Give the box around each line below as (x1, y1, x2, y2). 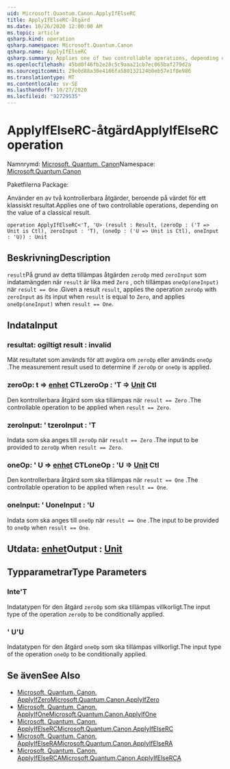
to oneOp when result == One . (7, 523, 90, 531)
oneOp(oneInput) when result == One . (7, 299, 114, 308)
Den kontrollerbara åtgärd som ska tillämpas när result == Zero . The (7, 395, 202, 404)
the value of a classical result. (7, 208, 91, 216)
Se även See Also (7, 670, 81, 682)
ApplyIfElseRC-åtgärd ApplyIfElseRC (7, 123, 219, 138)
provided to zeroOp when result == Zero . (7, 444, 123, 452)
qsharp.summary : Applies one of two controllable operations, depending (7, 55, 219, 62)
